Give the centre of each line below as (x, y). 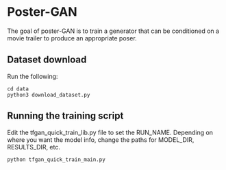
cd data (18, 89)
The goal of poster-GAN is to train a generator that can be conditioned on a (113, 31)
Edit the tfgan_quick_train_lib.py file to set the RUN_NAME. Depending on (110, 132)
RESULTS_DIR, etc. (34, 147)
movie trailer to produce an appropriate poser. (72, 38)
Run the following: (33, 76)
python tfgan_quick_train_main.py (56, 159)
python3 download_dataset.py (49, 95)
